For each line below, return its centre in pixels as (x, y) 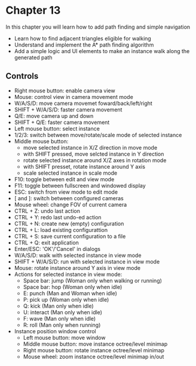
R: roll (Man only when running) (62, 325)
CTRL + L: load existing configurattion (61, 229)
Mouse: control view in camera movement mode (74, 97)
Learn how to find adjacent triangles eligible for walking (83, 38)
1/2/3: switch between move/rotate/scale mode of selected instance (98, 135)
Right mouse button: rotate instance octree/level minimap (94, 350)
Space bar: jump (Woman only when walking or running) (93, 280)
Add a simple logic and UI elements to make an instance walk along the (102, 51)
